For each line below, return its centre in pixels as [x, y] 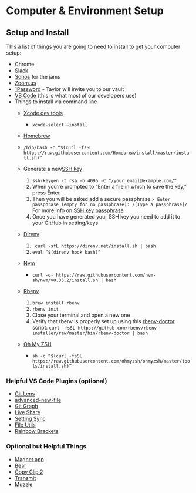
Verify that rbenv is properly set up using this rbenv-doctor [103, 321]
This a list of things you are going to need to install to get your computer [93, 46]
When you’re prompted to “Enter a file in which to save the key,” [109, 187]
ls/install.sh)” [52, 366]
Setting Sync [30, 419]
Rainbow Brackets [36, 431]
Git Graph [26, 406]
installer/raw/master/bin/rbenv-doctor [81, 333]
